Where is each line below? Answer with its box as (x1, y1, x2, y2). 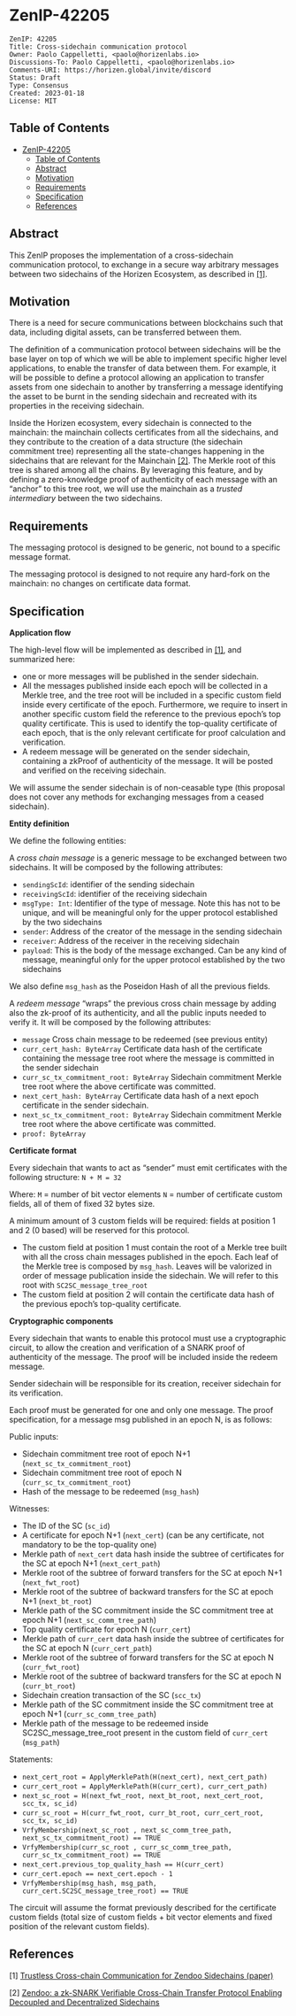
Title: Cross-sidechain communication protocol (9, 42, 188, 51)
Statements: (9, 1754, 53, 1765)
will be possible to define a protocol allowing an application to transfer (9, 373, 265, 383)
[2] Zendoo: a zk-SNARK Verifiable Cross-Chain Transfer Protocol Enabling (9, 1987, 283, 1997)
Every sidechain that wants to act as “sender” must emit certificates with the (9, 1162, 288, 1173)
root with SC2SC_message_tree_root (21, 1280, 148, 1290)
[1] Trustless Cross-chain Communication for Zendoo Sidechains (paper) (9, 1970, 274, 1981)
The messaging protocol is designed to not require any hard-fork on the (9, 568, 270, 580)
